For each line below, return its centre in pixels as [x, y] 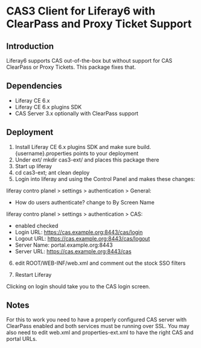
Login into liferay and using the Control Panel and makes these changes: [105, 179]
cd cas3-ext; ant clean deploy [52, 172]
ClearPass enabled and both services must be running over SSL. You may [98, 326]
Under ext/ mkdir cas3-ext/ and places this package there [87, 160]
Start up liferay [33, 166]
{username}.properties [43, 153]
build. [144, 147]
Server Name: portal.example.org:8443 [64, 245]
